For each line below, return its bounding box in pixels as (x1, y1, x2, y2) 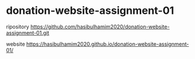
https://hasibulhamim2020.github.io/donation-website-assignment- (26, 40, 189, 47)
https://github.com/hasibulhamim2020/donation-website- (30, 23, 170, 30)
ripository (6, 23, 29, 30)
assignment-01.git (6, 29, 50, 36)
